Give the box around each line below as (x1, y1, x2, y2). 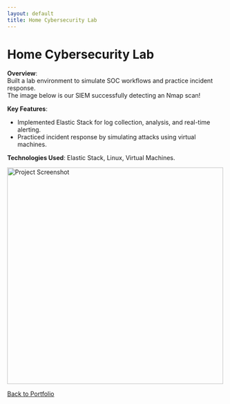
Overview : (7, 69, 38, 78)
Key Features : (7, 105, 48, 113)
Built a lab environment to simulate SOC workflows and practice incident (7, 77, 213, 85)
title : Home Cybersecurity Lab (7, 17, 97, 24)
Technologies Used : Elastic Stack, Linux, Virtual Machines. (7, 154, 175, 162)
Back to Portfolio (7, 389, 55, 398)
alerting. (17, 125, 41, 134)
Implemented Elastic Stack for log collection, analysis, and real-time (17, 118, 211, 127)
